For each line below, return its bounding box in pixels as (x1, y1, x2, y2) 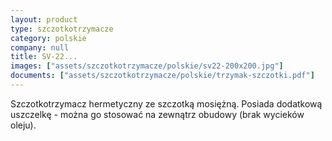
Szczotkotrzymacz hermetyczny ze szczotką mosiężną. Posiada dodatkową (10, 97, 323, 110)
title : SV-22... (10, 52, 78, 62)
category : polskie (10, 33, 87, 43)
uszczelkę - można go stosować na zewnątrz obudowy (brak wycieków (10, 108, 305, 120)
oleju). (10, 119, 37, 131)
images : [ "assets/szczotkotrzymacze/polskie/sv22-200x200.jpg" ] (10, 61, 284, 71)
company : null (10, 42, 70, 53)
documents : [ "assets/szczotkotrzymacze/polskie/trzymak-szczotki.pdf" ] (10, 71, 315, 81)
